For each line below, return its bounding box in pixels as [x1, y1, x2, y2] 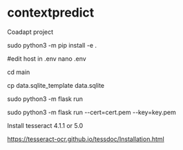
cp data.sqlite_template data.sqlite [7, 81, 105, 89]
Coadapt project [7, 28, 54, 36]
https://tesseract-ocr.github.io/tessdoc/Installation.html [7, 135, 164, 143]
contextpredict [7, 5, 95, 21]
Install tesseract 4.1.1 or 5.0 [7, 121, 84, 129]
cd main [7, 68, 30, 76]
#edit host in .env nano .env [7, 54, 86, 63]
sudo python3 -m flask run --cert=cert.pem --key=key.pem [7, 108, 176, 116]
